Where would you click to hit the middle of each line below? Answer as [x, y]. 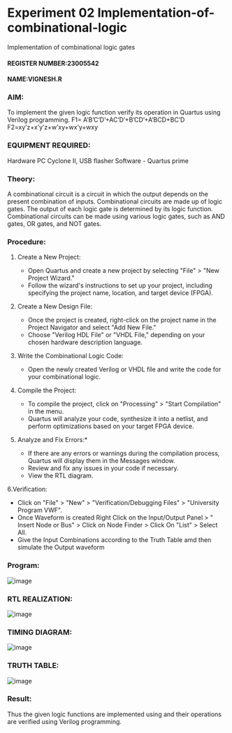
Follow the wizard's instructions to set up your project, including [120, 285]
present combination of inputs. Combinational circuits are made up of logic [115, 201]
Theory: [21, 178]
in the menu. [46, 411]
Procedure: [27, 241]
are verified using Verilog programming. [65, 721]
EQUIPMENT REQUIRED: [49, 145]
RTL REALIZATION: [40, 599]
